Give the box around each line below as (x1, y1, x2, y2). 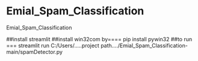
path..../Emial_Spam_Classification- (100, 42, 188, 49)
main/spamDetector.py (6, 48, 63, 55)
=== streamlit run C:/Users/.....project (6, 42, 99, 49)
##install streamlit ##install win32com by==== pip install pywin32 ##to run (6, 35, 193, 42)
